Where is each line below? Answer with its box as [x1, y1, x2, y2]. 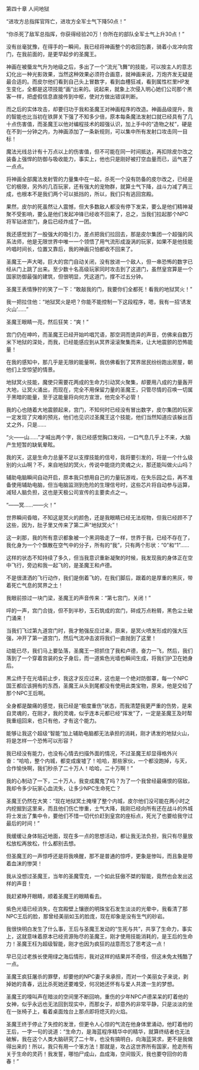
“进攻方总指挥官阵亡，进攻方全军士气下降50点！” [6, 18, 126, 25]
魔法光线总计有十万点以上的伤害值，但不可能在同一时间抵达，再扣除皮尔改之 [6, 148, 193, 155]
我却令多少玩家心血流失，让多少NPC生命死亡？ [6, 785, 121, 791]
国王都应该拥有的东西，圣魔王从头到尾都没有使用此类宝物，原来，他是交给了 [6, 682, 193, 689]
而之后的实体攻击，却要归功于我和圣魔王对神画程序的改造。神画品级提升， [6, 106, 188, 112]
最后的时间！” [6, 820, 40, 827]
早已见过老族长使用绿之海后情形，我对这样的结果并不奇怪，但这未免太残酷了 [6, 953, 193, 960]
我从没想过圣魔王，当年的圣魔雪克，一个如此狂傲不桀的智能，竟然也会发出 [6, 872, 188, 880]
